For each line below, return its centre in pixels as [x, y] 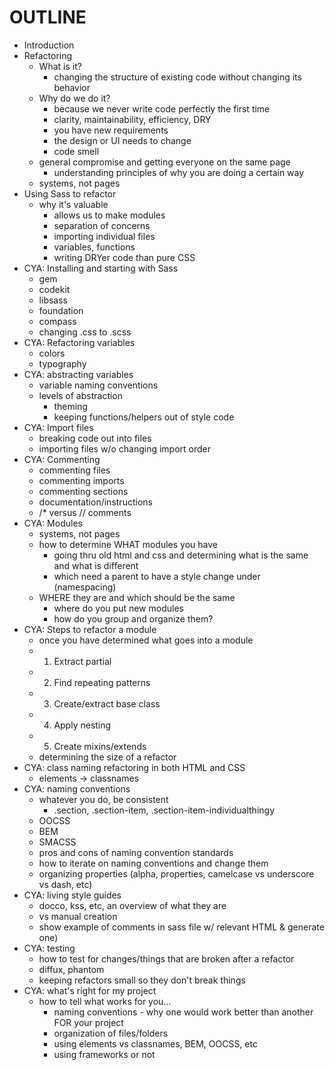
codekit [54, 289]
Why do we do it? [74, 98]
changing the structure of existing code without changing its [177, 77]
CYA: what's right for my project [90, 990]
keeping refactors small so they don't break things [142, 980]
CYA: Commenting [62, 459]
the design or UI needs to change [122, 140]
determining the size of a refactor [107, 757]
